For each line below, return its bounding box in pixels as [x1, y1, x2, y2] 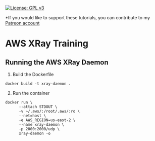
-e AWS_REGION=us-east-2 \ [18, 118, 76, 123]
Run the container [12, 90, 50, 96]
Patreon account [5, 20, 40, 26]
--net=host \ [18, 113, 46, 118]
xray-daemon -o [18, 131, 51, 136]
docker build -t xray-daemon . [5, 81, 71, 86]
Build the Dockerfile [12, 72, 54, 77]
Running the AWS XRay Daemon [5, 58, 109, 66]
